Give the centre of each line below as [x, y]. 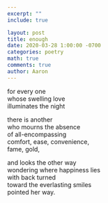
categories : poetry [36, 52]
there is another [30, 120]
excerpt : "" [24, 14]
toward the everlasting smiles [49, 184]
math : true [23, 59]
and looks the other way [42, 162]
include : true [28, 20]
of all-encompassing [37, 134]
